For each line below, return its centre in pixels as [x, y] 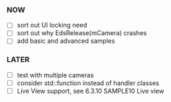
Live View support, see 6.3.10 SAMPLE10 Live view [90, 91]
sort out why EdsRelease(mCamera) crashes [82, 33]
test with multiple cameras [55, 75]
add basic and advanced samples [66, 41]
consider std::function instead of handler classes [88, 83]
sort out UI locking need [52, 25]
